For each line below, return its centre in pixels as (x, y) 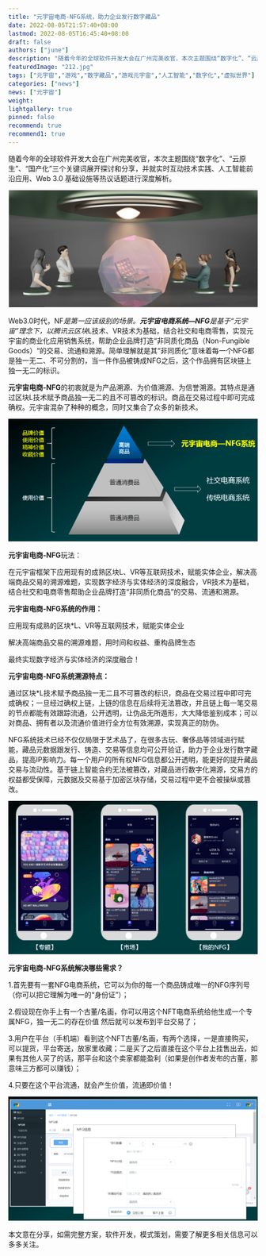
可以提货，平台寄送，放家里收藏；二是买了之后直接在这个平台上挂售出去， (129, 1048)
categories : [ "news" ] (44, 83)
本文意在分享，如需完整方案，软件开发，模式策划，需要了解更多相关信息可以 (133, 1234)
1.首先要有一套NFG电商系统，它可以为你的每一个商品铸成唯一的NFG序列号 (129, 984)
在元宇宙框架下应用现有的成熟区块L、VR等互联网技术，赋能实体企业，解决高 (133, 572)
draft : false (30, 42)
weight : (21, 100)
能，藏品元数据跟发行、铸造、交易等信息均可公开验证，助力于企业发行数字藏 (133, 749)
